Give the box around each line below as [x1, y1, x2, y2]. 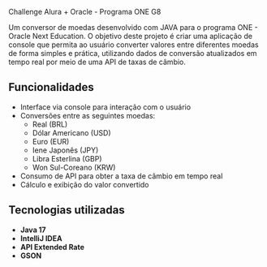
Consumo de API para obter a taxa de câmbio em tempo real [19, 170, 223, 181]
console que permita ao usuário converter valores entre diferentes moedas [8, 40, 259, 50]
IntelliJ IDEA [19, 233, 62, 243]
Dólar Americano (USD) [32, 127, 111, 137]
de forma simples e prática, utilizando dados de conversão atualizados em [8, 49, 257, 58]
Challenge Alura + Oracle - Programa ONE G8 [8, 7, 161, 16]
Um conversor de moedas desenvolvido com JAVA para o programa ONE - [8, 23, 258, 32]
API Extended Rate [19, 242, 85, 252]
